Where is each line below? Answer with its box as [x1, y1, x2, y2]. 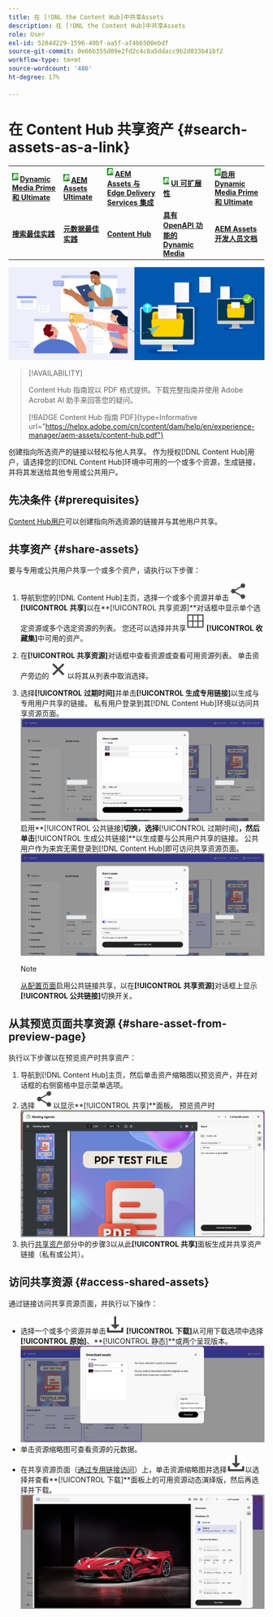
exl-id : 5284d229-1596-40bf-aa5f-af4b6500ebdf [8, 39, 169, 47]
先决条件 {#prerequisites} [8, 493, 140, 507]
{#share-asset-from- [117, 1017, 227, 1031]
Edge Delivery [106, 188, 156, 197]
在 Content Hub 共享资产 [8, 120, 175, 138]
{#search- [177, 120, 248, 138]
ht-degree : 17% [8, 73, 60, 81]
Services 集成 [106, 197, 154, 207]
